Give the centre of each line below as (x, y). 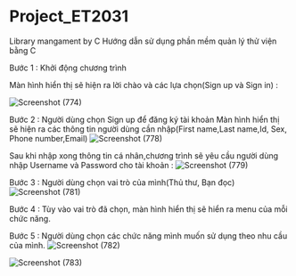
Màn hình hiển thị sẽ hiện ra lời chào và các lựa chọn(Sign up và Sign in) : (144, 85)
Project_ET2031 (69, 16)
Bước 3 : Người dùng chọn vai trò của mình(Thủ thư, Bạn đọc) (122, 182)
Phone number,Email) (49, 138)
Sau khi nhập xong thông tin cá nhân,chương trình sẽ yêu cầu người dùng (144, 155)
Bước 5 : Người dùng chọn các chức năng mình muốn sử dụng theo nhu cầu (148, 235)
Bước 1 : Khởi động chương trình (68, 68)
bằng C (23, 50)
